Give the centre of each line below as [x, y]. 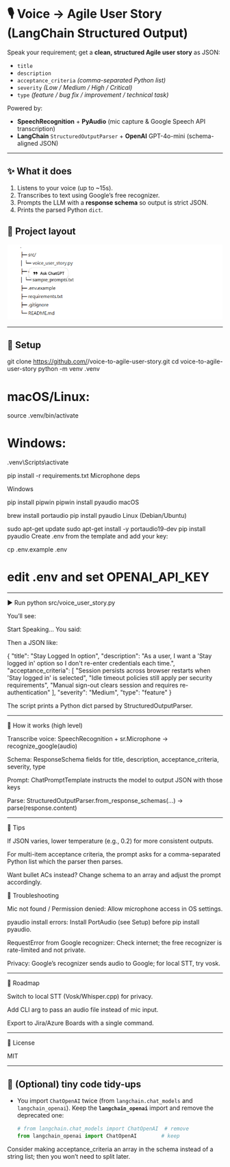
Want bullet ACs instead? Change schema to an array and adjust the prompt [114, 875]
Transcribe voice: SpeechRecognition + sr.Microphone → [88, 739]
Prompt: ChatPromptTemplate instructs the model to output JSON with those [115, 780]
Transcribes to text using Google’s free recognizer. [88, 195]
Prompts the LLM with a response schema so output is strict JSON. [113, 202]
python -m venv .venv [69, 369]
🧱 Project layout [41, 231]
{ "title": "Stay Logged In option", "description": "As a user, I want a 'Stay [110, 656]
